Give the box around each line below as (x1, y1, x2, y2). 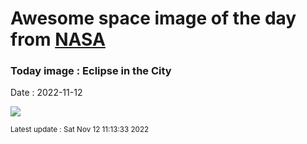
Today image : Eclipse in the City (10, 64, 172, 78)
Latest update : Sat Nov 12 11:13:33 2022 (10, 125, 150, 135)
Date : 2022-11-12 (10, 87, 83, 99)
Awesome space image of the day (10, 7, 297, 30)
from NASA (10, 28, 106, 51)
